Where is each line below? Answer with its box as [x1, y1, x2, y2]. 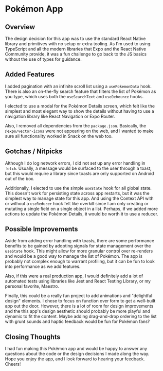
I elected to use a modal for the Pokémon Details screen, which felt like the [5, 103, 155, 109]
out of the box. [5, 176, 35, 181]
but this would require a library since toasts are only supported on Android [5, 170, 154, 176]
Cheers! [5, 361, 21, 367]
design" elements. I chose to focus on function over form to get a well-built [5, 298, 156, 304]
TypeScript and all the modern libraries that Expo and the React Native [5, 46, 146, 52]
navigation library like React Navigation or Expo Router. [5, 113, 115, 119]
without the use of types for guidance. [5, 56, 82, 62]
